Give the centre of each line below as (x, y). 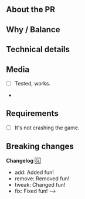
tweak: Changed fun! (40, 184)
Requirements (32, 114)
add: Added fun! (34, 172)
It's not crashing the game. (47, 128)
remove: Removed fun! (42, 179)
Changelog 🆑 (23, 160)
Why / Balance (33, 30)
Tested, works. (33, 83)
